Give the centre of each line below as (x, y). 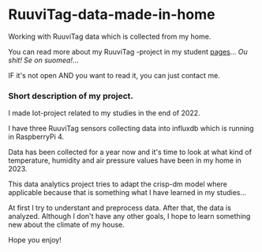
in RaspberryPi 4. (36, 137)
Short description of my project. (71, 96)
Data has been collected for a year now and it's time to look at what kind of (130, 152)
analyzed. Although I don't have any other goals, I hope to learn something (129, 216)
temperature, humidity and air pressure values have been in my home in (125, 160)
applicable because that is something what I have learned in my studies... (127, 193)
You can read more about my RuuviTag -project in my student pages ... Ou (128, 51)
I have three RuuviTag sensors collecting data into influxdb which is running (131, 129)
